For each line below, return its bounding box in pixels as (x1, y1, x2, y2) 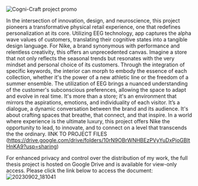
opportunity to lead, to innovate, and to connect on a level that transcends (6, 124, 187, 131)
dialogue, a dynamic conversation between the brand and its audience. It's (6, 105, 189, 112)
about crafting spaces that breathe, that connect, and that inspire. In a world (6, 111, 193, 118)
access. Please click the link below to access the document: (6, 167, 153, 174)
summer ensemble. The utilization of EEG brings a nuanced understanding (6, 80, 188, 87)
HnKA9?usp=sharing (6, 143, 58, 150)
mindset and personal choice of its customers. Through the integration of (6, 61, 185, 68)
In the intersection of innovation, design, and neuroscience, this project (6, 17, 180, 24)
